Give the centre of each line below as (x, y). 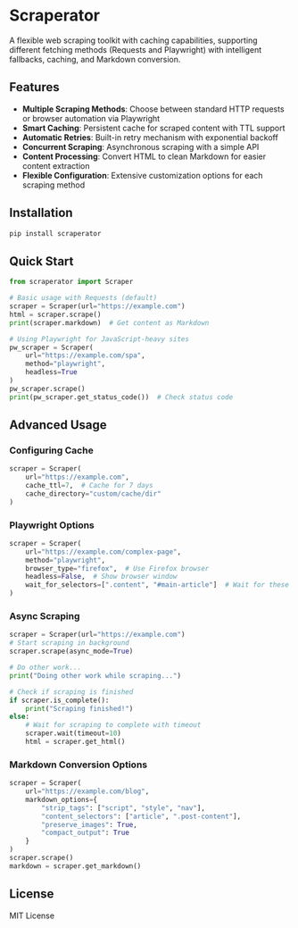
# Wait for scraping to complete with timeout (113, 725)
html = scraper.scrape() (55, 314)
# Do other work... (46, 668)
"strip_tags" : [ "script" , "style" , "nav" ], (123, 808)
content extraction (56, 165)
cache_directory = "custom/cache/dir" (94, 493)
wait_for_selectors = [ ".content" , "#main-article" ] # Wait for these (157, 585)
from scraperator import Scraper (71, 282)
